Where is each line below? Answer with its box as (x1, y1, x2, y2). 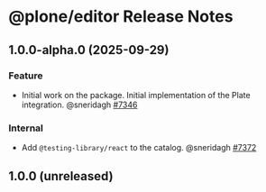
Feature (8, 69, 43, 82)
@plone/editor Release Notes (8, 6, 234, 27)
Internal (8, 122, 44, 134)
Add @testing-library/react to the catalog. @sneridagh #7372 (21, 142, 257, 153)
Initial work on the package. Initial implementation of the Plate (21, 89, 251, 100)
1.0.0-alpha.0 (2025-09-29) (8, 42, 170, 58)
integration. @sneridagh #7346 (21, 99, 138, 110)
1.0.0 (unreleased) (8, 169, 114, 184)
